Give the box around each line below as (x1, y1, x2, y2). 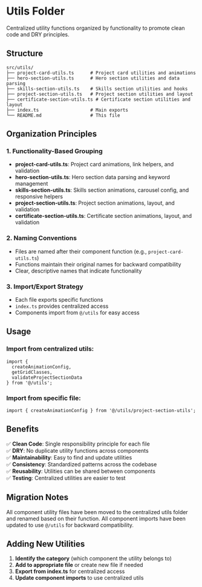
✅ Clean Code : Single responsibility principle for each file (6, 440, 150, 447)
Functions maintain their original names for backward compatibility (15, 260, 181, 268)
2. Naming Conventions (6, 234, 77, 242)
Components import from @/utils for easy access (15, 309, 140, 316)
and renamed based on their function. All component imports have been (6, 515, 186, 522)
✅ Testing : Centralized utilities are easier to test (6, 474, 126, 481)
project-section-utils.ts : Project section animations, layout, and (15, 199, 175, 207)
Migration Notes (6, 492, 68, 503)
